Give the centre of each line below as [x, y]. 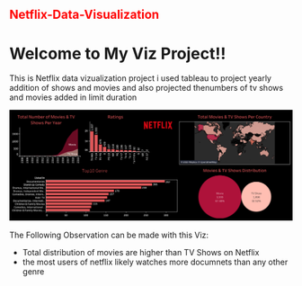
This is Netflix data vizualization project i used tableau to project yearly [141, 78]
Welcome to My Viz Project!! [118, 54]
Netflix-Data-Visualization [84, 15]
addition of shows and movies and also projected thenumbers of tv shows [147, 88]
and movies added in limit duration [73, 97]
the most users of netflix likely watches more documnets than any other [155, 262]
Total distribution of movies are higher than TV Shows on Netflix [141, 252]
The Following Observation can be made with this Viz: [109, 235]
